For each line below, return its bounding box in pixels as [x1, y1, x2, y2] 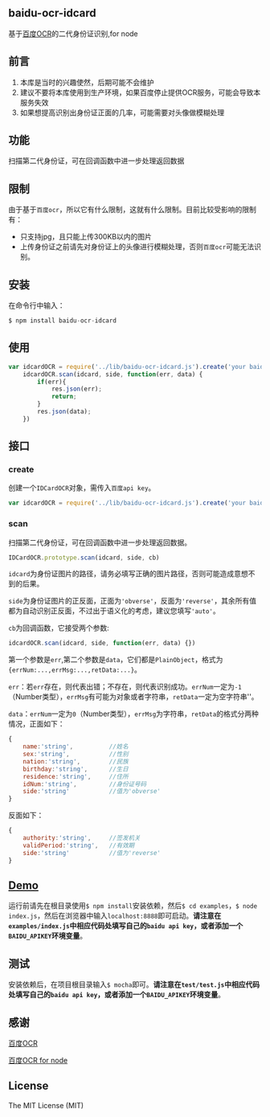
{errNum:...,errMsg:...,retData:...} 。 [8, 665, 142, 674]
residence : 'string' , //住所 [22, 772, 129, 780]
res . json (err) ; [51, 385, 103, 393]
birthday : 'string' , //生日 [22, 765, 129, 773]
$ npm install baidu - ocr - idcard [8, 317, 117, 325]
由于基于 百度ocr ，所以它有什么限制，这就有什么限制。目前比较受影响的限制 [8, 205, 257, 215]
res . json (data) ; [37, 407, 92, 415]
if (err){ [37, 378, 67, 386]
